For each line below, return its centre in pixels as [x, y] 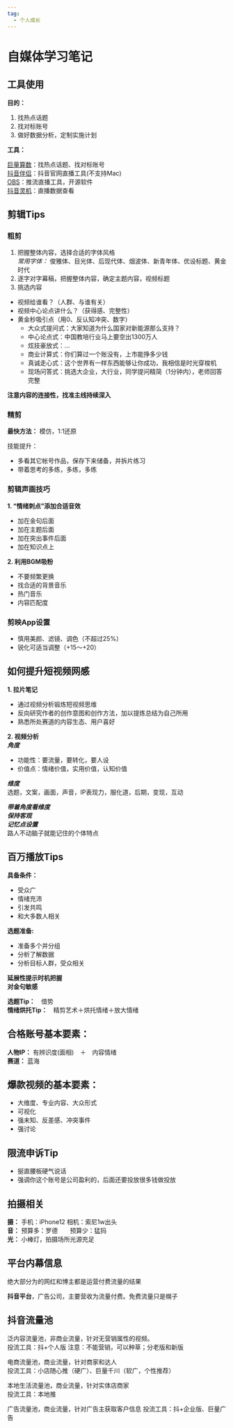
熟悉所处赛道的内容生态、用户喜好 [66, 722]
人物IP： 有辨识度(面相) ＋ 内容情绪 [62, 1052]
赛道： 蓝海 [23, 1061]
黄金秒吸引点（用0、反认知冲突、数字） [74, 319]
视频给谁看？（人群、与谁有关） [63, 302]
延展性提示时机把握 [35, 978]
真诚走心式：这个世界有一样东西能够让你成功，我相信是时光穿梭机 [122, 363]
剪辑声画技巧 [29, 489]
